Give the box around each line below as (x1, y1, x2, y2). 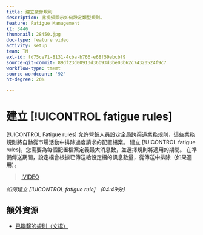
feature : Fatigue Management (6, 20, 80, 26)
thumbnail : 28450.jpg (6, 31, 61, 38)
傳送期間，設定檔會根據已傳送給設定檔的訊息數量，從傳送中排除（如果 (11, 154, 187, 161)
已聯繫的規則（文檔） (15, 222, 68, 230)
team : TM (6, 48, 28, 55)
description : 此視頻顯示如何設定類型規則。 (6, 15, 105, 21)
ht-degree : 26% (6, 76, 45, 82)
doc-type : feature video (6, 37, 69, 43)
